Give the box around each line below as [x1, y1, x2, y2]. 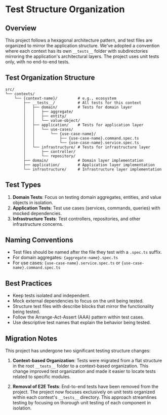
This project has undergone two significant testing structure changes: [5, 348, 151, 354]
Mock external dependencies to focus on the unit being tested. [12, 298, 144, 304]
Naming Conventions [5, 236, 73, 245]
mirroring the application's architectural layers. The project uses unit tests [5, 53, 159, 59]
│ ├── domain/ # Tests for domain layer [23, 105, 133, 110]
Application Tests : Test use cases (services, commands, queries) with [12, 204, 160, 211]
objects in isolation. [12, 199, 53, 205]
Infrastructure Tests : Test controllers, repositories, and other [12, 216, 141, 222]
